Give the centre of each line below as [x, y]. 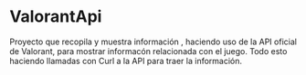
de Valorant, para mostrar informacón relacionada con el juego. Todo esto [148, 51]
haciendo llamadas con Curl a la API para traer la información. [126, 61]
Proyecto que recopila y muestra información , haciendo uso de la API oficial [153, 42]
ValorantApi [56, 17]
